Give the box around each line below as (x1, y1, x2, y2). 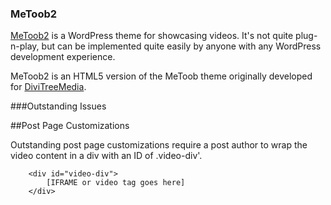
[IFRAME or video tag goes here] (46, 178, 186, 188)
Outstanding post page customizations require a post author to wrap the (10, 139, 308, 151)
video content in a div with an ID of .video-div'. (10, 150, 203, 162)
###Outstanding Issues (10, 100, 107, 112)
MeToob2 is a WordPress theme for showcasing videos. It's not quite (10, 30, 294, 42)
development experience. (10, 51, 116, 63)
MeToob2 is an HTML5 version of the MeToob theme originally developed (10, 70, 313, 82)
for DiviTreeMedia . (10, 81, 87, 93)
